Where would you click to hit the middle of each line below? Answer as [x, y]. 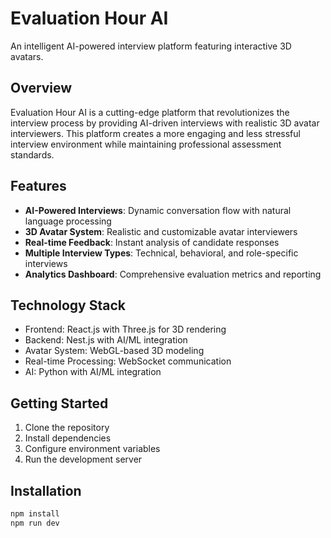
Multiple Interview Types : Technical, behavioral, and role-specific [161, 253]
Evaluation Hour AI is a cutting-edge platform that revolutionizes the [150, 112]
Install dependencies [68, 438]
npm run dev [35, 523]
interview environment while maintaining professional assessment [146, 144]
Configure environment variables [92, 449]
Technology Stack [68, 305]
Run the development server [83, 459]
